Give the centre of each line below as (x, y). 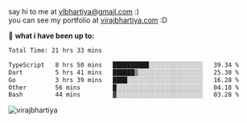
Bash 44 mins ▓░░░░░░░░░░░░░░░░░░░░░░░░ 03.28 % (124, 95)
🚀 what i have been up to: (51, 36)
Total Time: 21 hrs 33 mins (56, 51)
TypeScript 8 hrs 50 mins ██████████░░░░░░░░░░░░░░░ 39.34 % (124, 65)
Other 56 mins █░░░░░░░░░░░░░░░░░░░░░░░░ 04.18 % (124, 88)
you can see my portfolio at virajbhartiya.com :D (88, 20)
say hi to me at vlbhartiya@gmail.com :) (74, 12)
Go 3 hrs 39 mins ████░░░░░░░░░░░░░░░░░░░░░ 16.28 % (124, 80)
